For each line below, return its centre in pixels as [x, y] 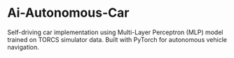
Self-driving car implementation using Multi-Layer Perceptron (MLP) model [115, 32]
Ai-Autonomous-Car [68, 13]
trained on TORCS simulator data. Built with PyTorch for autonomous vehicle [117, 39]
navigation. [23, 47]
